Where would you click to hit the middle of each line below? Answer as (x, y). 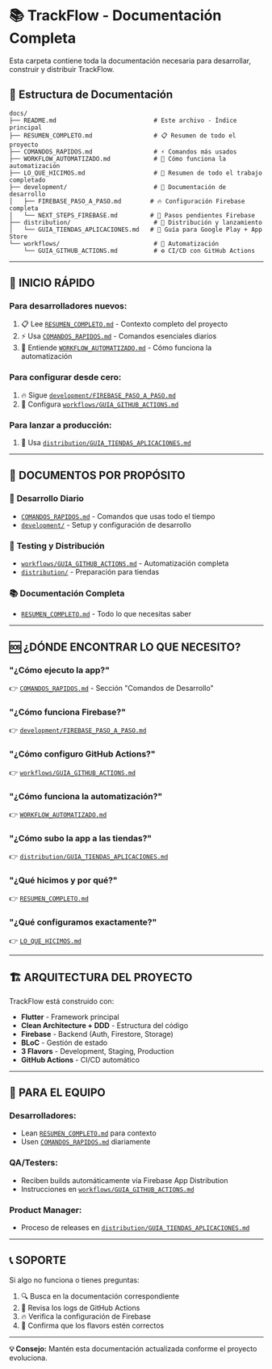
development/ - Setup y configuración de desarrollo (106, 524)
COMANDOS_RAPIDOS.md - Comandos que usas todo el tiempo (118, 516)
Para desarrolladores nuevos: (68, 306)
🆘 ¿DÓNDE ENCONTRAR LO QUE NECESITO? (125, 647)
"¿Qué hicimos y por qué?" (63, 880)
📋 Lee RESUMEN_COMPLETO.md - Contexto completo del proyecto (124, 324)
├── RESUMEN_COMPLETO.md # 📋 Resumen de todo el (123, 135)
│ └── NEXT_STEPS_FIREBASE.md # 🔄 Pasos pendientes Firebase (132, 215)
